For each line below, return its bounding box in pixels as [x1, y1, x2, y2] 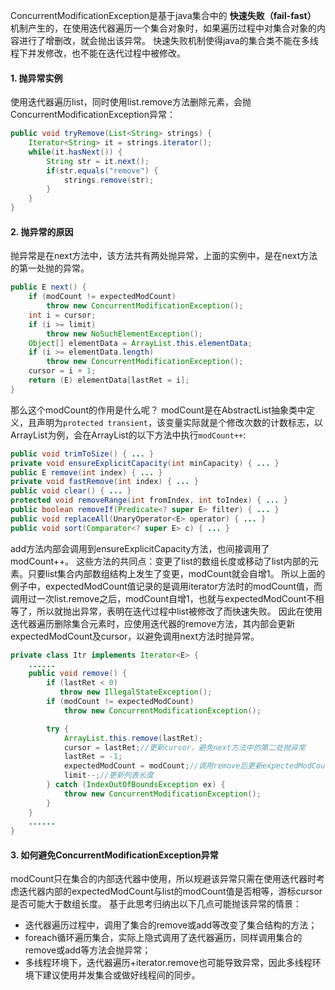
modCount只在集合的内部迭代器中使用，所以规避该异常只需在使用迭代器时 [10, 873, 317, 885]
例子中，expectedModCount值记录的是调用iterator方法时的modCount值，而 [10, 580, 323, 592]
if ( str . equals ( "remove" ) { [46, 165, 159, 176]
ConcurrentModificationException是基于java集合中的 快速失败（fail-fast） [10, 10, 317, 21]
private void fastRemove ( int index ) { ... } [10, 477, 199, 487]
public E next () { [10, 282, 87, 293]
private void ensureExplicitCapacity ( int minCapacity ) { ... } [10, 458, 280, 468]
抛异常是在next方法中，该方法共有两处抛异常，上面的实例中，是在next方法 [10, 250, 318, 262]
